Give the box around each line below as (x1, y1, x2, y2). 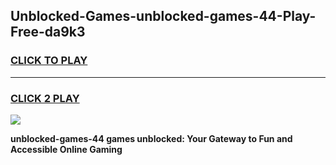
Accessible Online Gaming (10, 143, 123, 155)
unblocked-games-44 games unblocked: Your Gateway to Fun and (10, 132, 293, 144)
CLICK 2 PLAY (10, 91, 80, 105)
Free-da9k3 (10, 24, 86, 41)
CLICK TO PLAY (10, 54, 88, 68)
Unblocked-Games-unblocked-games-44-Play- (10, 8, 317, 25)
